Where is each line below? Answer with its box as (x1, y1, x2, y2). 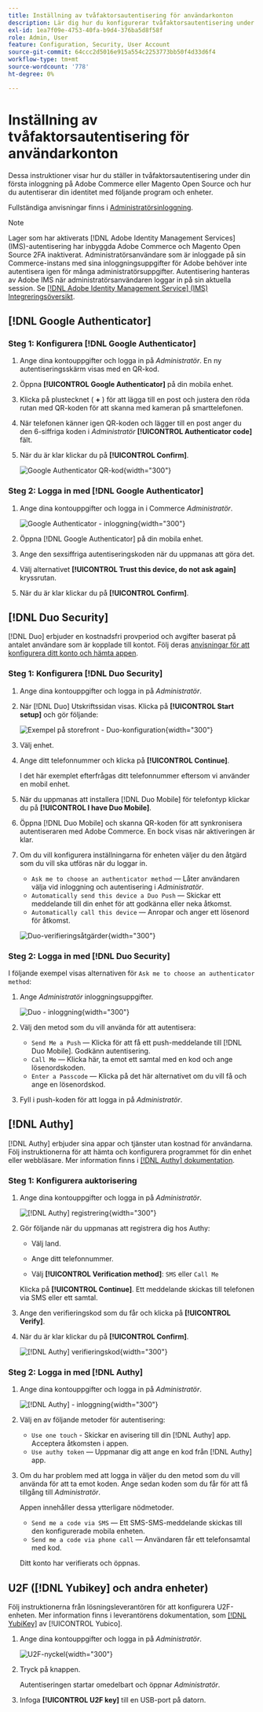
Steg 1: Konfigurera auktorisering (8, 1175, 137, 1186)
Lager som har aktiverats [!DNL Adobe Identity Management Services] (8, 233, 236, 243)
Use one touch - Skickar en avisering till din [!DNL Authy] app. (31, 1431, 232, 1440)
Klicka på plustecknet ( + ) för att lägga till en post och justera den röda (19, 395, 250, 404)
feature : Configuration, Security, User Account (8, 41, 170, 49)
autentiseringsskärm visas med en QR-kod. (19, 364, 159, 374)
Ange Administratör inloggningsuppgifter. (19, 992, 154, 1001)
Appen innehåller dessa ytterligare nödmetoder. (19, 1502, 174, 1513)
